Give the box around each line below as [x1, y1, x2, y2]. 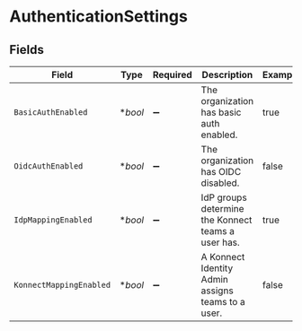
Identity [200, 262, 234, 274]
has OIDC [200, 166, 242, 178]
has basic [200, 106, 242, 118]
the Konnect [200, 213, 253, 226]
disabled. [200, 177, 240, 189]
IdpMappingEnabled [13, 215, 93, 225]
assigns [200, 284, 234, 297]
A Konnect [200, 251, 245, 263]
